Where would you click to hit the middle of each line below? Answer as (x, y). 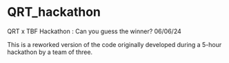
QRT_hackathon (54, 12)
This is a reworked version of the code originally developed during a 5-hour (114, 44)
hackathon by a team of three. (50, 52)
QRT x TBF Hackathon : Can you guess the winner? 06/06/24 (94, 31)
